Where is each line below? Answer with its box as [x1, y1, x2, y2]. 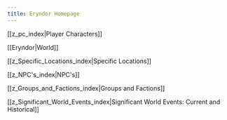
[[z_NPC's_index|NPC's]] [7, 70, 80, 79]
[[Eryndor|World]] [7, 43, 59, 51]
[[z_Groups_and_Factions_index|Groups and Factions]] [7, 84, 165, 92]
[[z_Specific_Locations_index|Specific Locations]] [7, 57, 152, 65]
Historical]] [7, 105, 40, 113]
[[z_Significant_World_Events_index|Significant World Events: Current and [7, 98, 221, 106]
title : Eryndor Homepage [7, 10, 80, 18]
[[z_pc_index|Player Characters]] [7, 29, 103, 38]
